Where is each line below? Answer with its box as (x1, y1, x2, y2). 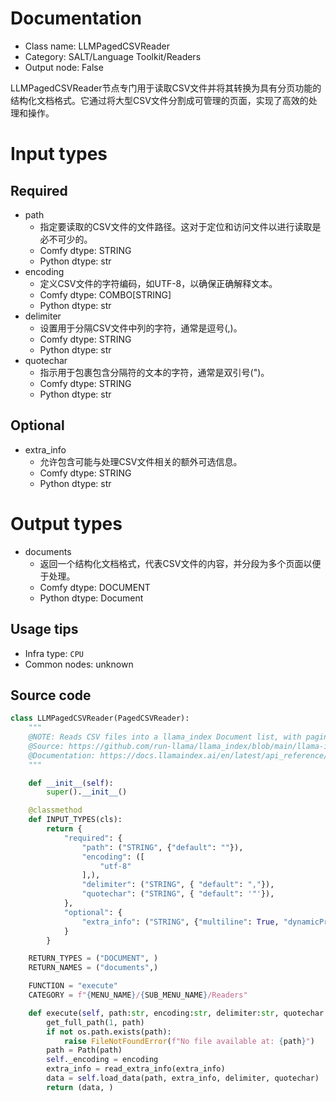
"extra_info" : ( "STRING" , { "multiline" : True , (81, 917, 280, 927)
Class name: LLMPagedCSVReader (24, 40, 170, 52)
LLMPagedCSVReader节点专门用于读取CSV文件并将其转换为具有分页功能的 (10, 82, 322, 94)
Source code (10, 687, 92, 704)
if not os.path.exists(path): (46, 1027, 172, 1037)
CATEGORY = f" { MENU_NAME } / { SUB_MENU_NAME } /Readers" (28, 990, 248, 1001)
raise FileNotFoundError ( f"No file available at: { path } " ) (63, 1036, 315, 1046)
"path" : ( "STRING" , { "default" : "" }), (81, 842, 244, 852)
